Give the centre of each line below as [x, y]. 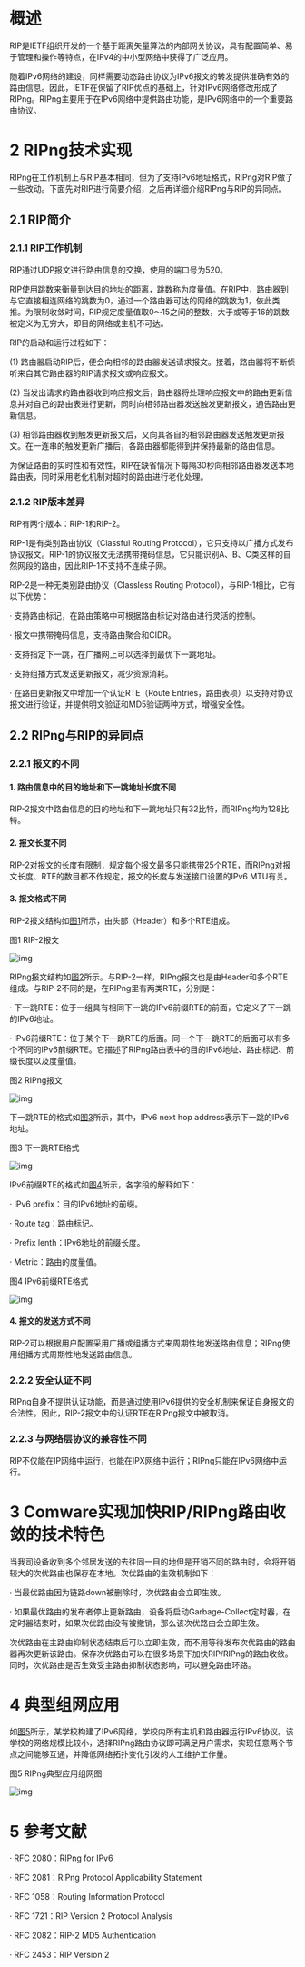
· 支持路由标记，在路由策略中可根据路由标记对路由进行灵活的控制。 [135, 615]
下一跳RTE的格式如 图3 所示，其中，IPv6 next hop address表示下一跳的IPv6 [149, 1117]
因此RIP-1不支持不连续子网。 [118, 565]
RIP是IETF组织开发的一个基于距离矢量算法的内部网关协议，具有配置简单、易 [151, 45]
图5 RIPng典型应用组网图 [56, 1773]
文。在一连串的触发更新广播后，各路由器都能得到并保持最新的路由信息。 [144, 445]
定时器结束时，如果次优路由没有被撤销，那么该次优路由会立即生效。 [137, 1623]
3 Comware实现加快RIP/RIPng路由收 [148, 1511]
